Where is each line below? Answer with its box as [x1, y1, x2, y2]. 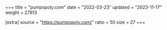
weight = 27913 [5, 9, 37, 15]
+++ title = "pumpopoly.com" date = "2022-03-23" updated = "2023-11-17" [5, 4, 162, 10]
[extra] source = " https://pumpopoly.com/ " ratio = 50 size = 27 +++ [5, 19, 146, 25]
